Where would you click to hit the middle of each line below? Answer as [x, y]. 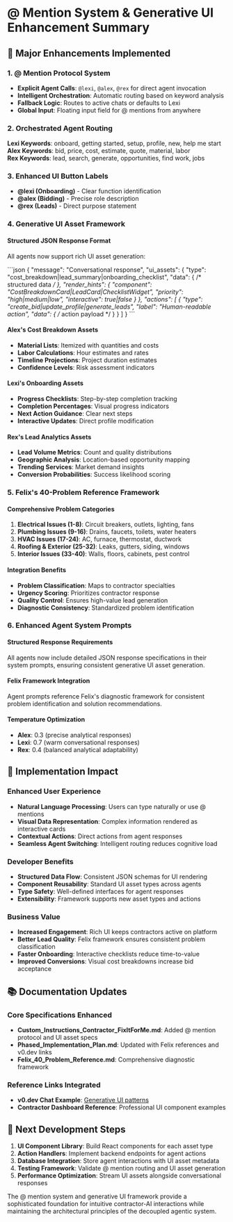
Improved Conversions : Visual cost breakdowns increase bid [105, 961]
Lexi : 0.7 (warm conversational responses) [79, 742]
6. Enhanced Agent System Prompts [70, 626]
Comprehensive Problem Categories [61, 509]
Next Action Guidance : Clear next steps [75, 414]
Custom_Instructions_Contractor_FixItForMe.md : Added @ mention [116, 1030]
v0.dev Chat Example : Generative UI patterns [83, 1100]
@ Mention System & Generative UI [111, 13]
